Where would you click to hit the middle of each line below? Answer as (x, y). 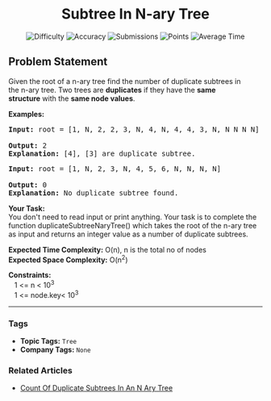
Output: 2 (27, 145)
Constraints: (30, 275)
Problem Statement (58, 62)
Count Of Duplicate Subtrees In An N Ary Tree (96, 388)
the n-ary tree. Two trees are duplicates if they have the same (112, 90)
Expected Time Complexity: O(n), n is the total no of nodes (108, 249)
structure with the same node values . (72, 98)
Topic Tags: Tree (48, 341)
